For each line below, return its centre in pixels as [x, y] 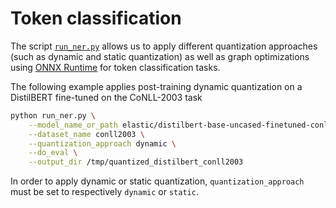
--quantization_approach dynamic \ [102, 143]
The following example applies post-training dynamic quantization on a [156, 86]
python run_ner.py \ [53, 115]
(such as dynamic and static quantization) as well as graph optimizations [160, 56]
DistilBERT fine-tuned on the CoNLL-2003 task [106, 97]
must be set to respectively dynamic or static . [104, 192]
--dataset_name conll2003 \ [86, 134]
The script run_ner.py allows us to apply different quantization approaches [164, 46]
